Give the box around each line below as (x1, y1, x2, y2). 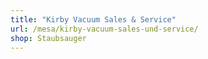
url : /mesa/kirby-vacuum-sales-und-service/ (10, 24, 199, 34)
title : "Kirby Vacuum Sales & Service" (10, 14, 177, 25)
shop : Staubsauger (10, 33, 87, 43)
